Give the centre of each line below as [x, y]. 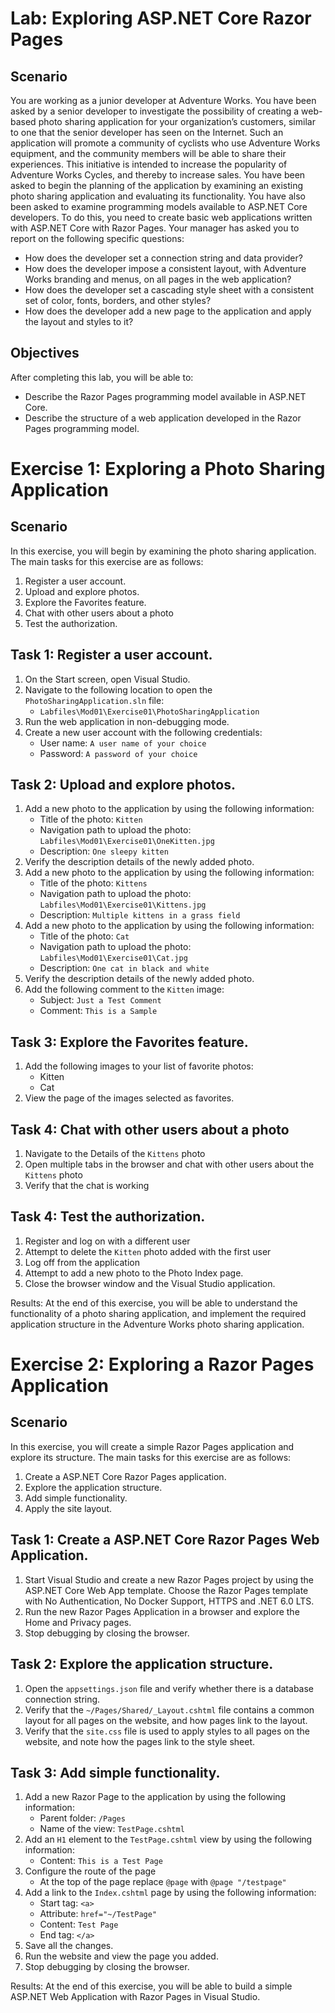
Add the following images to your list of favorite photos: [139, 1066]
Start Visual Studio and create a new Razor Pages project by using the [169, 1579]
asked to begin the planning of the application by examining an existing [157, 185]
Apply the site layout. [68, 1508]
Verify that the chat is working [87, 1186]
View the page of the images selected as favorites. [129, 1098]
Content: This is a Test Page [101, 1861]
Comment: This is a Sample [98, 1011]
